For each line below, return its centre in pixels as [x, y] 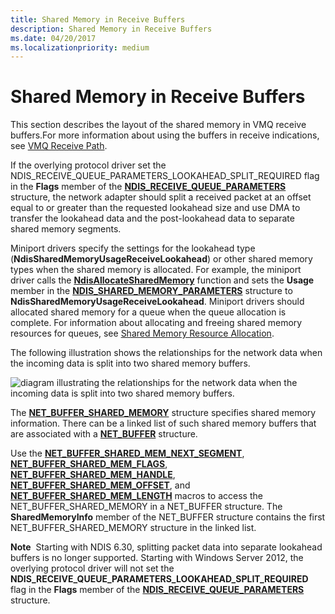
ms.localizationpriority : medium [80, 47]
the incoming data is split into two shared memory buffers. [130, 363]
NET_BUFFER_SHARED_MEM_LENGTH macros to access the [136, 496]
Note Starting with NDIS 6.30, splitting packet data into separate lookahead [166, 547]
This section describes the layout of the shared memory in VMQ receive [158, 125]
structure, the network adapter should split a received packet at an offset [161, 197]
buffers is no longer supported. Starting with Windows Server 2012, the [157, 558]
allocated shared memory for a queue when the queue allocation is [148, 312]
